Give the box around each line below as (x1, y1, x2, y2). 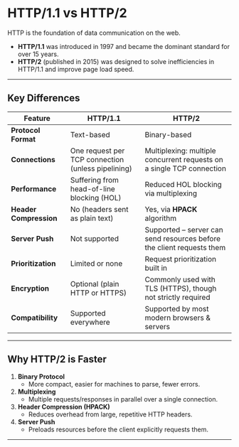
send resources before (144, 233, 221, 243)
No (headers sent (70, 204, 129, 214)
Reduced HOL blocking (144, 179, 222, 189)
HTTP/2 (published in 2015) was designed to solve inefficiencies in (17, 57, 215, 65)
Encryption (11, 283, 50, 293)
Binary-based (144, 129, 192, 139)
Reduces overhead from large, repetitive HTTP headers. (28, 410, 193, 419)
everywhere (70, 317, 110, 327)
